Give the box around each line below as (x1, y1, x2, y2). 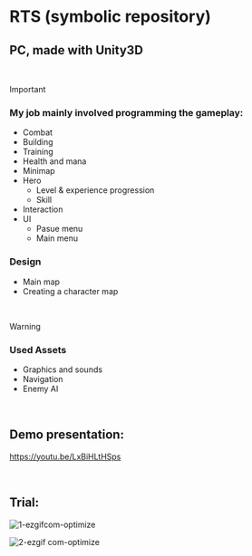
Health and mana (22, 156, 87, 167)
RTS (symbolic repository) (9, 6, 211, 27)
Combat (22, 127, 53, 138)
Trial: (9, 495, 40, 511)
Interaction (22, 204, 63, 215)
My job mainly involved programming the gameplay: (9, 106, 244, 119)
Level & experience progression (35, 185, 155, 196)
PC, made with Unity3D (9, 43, 143, 58)
